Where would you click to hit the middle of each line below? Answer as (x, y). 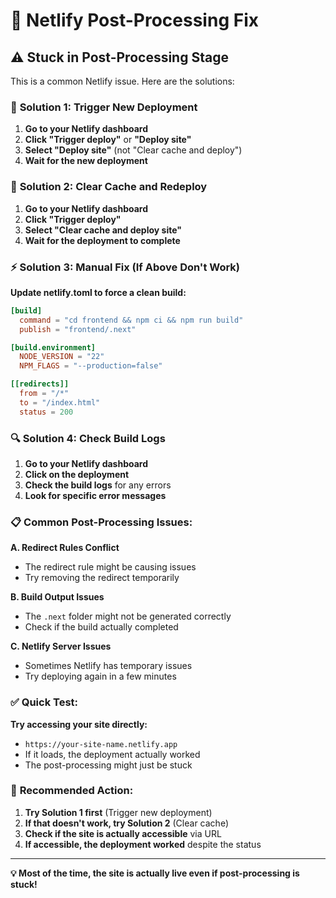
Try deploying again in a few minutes (100, 676)
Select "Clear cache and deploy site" (103, 230)
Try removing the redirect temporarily (102, 578)
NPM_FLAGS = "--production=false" (91, 366)
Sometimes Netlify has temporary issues (108, 666)
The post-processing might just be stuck (108, 765)
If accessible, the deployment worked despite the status (143, 844)
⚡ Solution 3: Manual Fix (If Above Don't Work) (125, 267)
